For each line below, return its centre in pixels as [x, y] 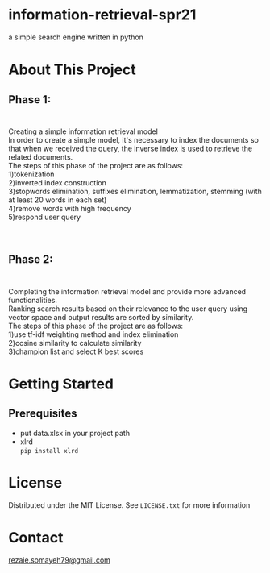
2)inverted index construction [57, 182]
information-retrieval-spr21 [102, 15]
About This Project [73, 70]
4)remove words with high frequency [70, 208]
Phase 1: [30, 100]
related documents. [41, 157]
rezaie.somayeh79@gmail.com [60, 560]
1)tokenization [31, 174]
